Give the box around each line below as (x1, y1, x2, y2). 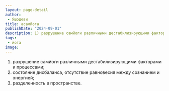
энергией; (12, 74, 35, 80)
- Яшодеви (7, 17, 28, 22)
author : (5, 12, 22, 17)
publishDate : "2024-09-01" (5, 26, 62, 31)
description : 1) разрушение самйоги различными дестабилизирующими (5, 31, 150, 36)
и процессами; (12, 64, 45, 70)
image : (5, 45, 19, 50)
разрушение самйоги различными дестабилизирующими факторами (12, 58, 162, 64)
